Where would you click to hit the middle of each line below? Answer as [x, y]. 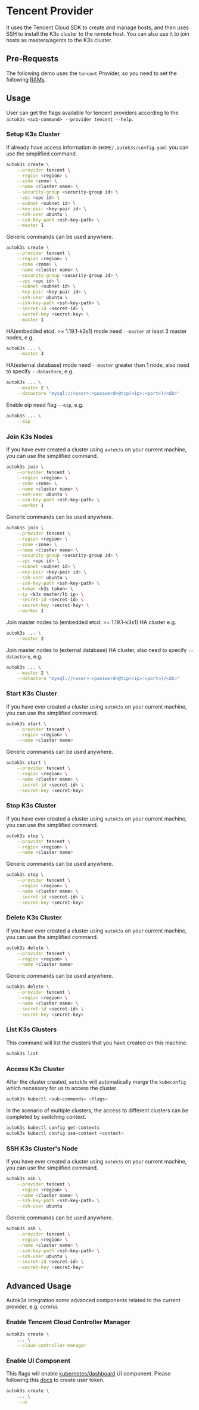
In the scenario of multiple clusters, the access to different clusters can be [97, 1110]
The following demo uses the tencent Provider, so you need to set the [92, 73]
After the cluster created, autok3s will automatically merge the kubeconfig [96, 1082]
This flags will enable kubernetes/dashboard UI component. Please [88, 1374]
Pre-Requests [32, 59]
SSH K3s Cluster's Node [42, 1149]
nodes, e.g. [20, 337]
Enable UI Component [38, 1361]
